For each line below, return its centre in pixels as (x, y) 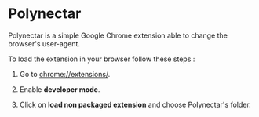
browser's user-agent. (44, 43)
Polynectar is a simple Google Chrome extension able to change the (118, 35)
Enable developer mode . (60, 89)
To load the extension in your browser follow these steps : (102, 59)
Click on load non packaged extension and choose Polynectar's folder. (135, 104)
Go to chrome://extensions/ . (65, 74)
